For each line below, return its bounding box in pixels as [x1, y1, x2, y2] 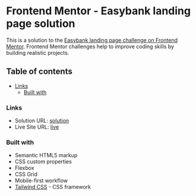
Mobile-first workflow [14, 177, 68, 184]
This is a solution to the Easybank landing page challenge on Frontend [6, 36, 178, 43]
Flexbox [14, 164, 34, 172]
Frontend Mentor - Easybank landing [6, 4, 191, 18]
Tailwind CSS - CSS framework [14, 183, 91, 191]
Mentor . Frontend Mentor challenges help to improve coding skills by [6, 43, 174, 50]
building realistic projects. [6, 49, 69, 56]
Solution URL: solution [14, 117, 69, 125]
